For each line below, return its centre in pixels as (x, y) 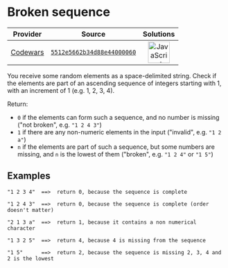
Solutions (159, 34)
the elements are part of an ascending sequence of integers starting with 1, (114, 83)
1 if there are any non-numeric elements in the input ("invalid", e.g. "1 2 (119, 132)
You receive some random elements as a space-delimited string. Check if (112, 75)
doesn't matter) (30, 210)
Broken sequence (59, 12)
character (21, 228)
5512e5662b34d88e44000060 (94, 52)
